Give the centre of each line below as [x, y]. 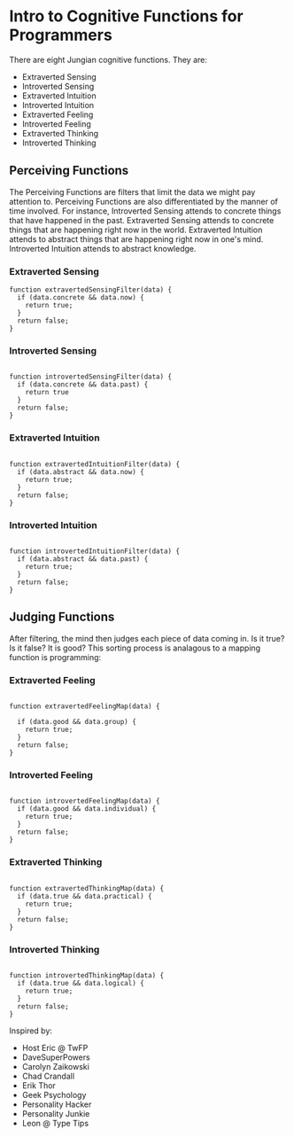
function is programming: [55, 657]
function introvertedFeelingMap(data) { [85, 801]
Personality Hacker [57, 1104]
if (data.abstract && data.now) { [81, 471]
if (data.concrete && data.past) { [83, 385]
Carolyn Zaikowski [56, 1066]
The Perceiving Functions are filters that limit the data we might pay [132, 191]
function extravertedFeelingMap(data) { [85, 706]
